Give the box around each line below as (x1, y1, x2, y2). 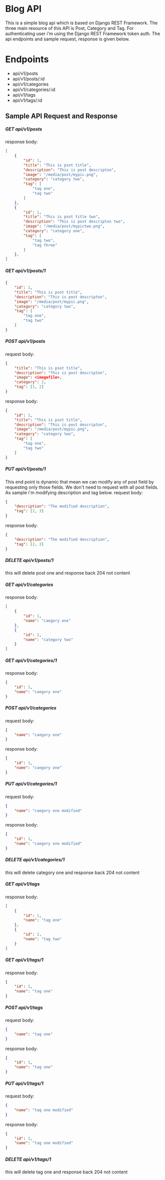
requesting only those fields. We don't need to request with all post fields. (5, 484, 159, 490)
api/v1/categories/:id (12, 86, 56, 93)
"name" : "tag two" (23, 936, 62, 941)
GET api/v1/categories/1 (5, 657, 57, 663)
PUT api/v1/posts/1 (5, 466, 46, 472)
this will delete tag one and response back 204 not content (5, 1169, 128, 1175)
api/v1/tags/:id (12, 97, 42, 103)
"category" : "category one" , (23, 229, 85, 234)
